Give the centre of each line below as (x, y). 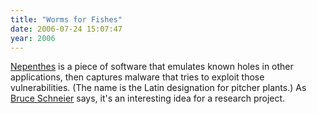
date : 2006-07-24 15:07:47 (66, 29)
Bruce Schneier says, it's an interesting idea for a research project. (148, 98)
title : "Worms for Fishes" (66, 19)
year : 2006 (33, 38)
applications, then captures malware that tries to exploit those (137, 77)
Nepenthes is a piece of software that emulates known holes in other (152, 67)
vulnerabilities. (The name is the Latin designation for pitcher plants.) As (158, 88)
